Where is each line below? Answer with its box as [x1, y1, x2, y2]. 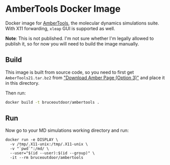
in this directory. [5, 80, 39, 86]
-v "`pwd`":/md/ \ [10, 146, 50, 151]
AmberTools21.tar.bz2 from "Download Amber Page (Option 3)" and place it [5, 75, 165, 81]
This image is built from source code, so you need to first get [5, 69, 134, 75]
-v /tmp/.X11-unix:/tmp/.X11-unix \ [10, 142, 88, 147]
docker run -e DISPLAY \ [5, 137, 58, 143]
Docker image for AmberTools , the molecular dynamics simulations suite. [5, 20, 160, 26]
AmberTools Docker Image [5, 3, 121, 15]
